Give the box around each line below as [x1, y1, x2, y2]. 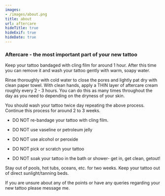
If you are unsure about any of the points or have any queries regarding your [5, 180, 160, 186]
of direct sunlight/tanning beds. [5, 170, 69, 176]
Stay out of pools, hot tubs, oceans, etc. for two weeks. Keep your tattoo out [5, 165, 160, 171]
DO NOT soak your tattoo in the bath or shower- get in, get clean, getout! [12, 156, 161, 161]
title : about [5, 16, 32, 21]
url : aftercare [5, 21, 36, 26]
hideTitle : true [5, 26, 38, 31]
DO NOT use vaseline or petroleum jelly [12, 127, 93, 133]
